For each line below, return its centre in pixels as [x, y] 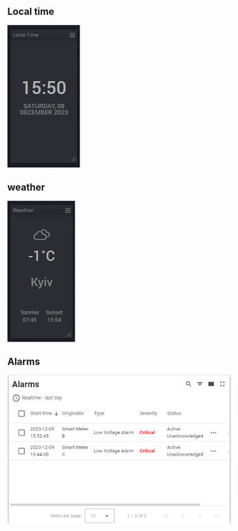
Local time [31, 12]
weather [26, 188]
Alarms [24, 362]
